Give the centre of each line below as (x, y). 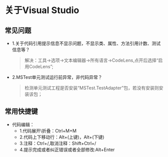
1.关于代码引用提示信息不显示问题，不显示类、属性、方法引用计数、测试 (86, 43)
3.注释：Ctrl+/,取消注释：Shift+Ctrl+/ (58, 143)
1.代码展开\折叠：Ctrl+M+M (48, 130)
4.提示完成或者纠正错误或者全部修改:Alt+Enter (67, 149)
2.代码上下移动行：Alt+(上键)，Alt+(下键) (62, 137)
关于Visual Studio (42, 10)
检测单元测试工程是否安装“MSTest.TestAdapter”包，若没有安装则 (92, 88)
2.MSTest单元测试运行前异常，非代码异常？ (57, 77)
